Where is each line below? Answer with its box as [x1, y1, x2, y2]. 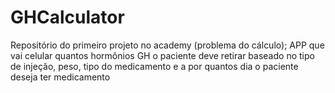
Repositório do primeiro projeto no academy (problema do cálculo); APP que [10, 39, 325, 51]
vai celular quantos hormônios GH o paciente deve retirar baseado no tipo [10, 49, 315, 61]
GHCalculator [10, 6, 125, 29]
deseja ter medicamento [10, 71, 111, 83]
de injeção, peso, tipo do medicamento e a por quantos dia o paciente [10, 60, 299, 72]
